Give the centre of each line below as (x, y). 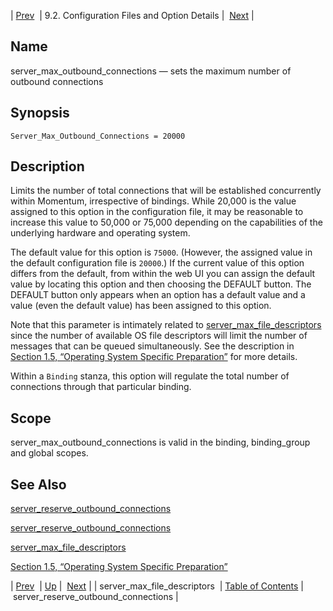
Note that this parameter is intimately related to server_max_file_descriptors (166, 325)
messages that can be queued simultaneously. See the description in (152, 346)
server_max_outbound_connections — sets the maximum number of (151, 71)
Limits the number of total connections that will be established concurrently (166, 191)
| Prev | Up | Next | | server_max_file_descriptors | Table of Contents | (157, 586)
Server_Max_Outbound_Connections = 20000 (98, 136)
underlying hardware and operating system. (100, 233)
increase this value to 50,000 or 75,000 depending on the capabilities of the (166, 222)
